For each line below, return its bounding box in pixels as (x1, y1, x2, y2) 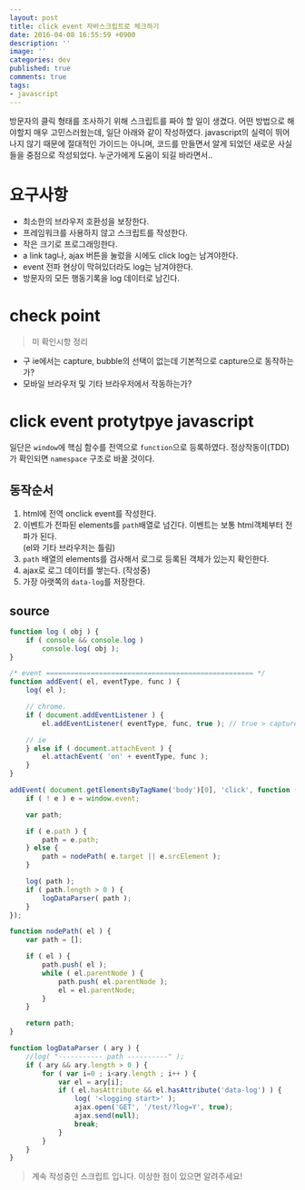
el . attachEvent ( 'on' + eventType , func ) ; (42, 752, 209, 762)
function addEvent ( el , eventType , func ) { (9, 677, 181, 686)
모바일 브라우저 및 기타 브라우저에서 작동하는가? (22, 379, 192, 389)
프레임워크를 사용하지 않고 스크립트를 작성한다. (22, 228, 189, 239)
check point (9, 305, 102, 326)
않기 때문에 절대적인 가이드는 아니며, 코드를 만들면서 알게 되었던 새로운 (25, 138, 276, 149)
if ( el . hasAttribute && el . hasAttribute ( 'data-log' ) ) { (57, 1086, 282, 1095)
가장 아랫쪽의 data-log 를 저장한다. (22, 576, 145, 587)
